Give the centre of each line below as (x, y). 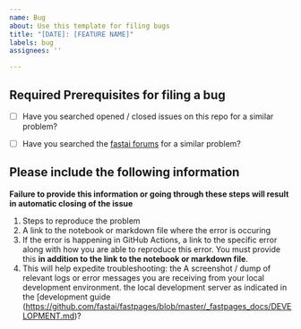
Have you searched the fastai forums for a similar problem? (132, 143)
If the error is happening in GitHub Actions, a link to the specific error (150, 240)
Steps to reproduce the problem (81, 221)
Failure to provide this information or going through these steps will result (149, 194)
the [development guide (66, 297)
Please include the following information (125, 172)
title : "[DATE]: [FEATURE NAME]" (72, 34)
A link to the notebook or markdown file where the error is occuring (146, 230)
